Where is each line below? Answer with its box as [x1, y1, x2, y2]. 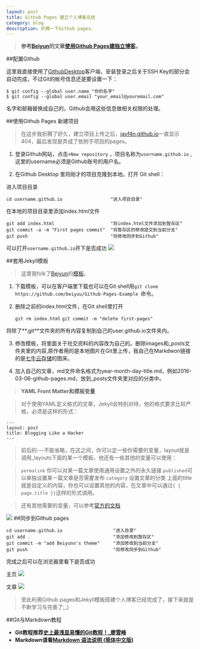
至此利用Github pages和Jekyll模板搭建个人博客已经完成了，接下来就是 [20, 596, 194, 604]
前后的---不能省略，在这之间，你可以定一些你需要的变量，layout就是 [20, 446, 190, 454]
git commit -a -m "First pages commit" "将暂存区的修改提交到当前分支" [6, 227, 178, 233]
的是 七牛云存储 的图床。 [14, 355, 73, 362]
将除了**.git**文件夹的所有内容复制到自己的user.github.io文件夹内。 [6, 327, 173, 335]
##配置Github [6, 55, 40, 63]
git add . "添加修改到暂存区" [6, 534, 154, 540]
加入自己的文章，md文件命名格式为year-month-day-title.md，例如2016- [14, 368, 192, 375]
